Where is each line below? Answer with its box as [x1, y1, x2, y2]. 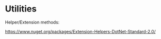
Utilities [5, 3, 37, 14]
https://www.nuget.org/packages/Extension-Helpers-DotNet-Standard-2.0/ [5, 28, 156, 34]
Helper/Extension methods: [5, 19, 60, 25]
